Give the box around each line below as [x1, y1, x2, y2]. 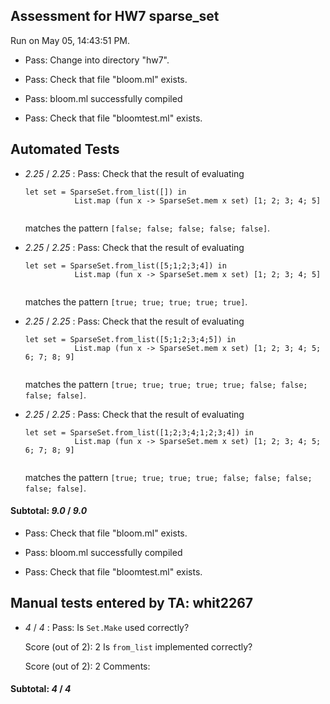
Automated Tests [10, 141, 120, 158]
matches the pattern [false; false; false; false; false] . [24, 222, 271, 234]
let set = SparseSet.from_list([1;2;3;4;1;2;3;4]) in [24, 427, 254, 438]
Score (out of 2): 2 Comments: [24, 660, 151, 672]
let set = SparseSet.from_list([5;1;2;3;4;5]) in [24, 334, 237, 344]
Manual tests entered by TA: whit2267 [10, 595, 254, 612]
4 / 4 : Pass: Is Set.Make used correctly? [24, 621, 190, 633]
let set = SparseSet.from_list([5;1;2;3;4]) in [24, 260, 227, 271]
